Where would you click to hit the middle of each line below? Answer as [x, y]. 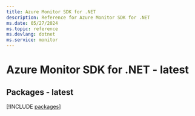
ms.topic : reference [32, 29]
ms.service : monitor [32, 40]
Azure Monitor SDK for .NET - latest [98, 70]
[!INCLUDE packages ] [34, 107]
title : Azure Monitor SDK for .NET [51, 12]
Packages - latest [40, 92]
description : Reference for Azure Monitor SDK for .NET [78, 18]
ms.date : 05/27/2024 [32, 23]
